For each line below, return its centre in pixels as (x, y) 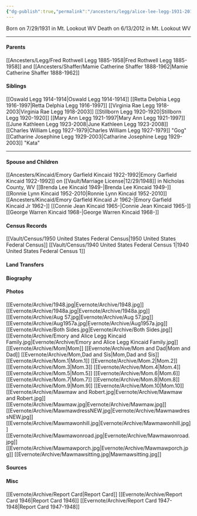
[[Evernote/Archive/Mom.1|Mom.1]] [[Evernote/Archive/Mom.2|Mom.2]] (92, 360)
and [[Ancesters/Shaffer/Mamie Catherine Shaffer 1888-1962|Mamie (105, 66)
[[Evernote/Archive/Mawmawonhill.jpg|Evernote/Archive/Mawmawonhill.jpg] (98, 423)
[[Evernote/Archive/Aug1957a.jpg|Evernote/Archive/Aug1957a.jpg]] (87, 323)
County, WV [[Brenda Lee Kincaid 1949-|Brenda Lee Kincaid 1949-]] (89, 187)
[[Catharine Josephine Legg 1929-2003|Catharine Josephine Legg (86, 137)
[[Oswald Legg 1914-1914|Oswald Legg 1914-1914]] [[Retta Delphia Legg (93, 99)
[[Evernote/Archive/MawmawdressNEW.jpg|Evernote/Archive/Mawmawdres (98, 410)
